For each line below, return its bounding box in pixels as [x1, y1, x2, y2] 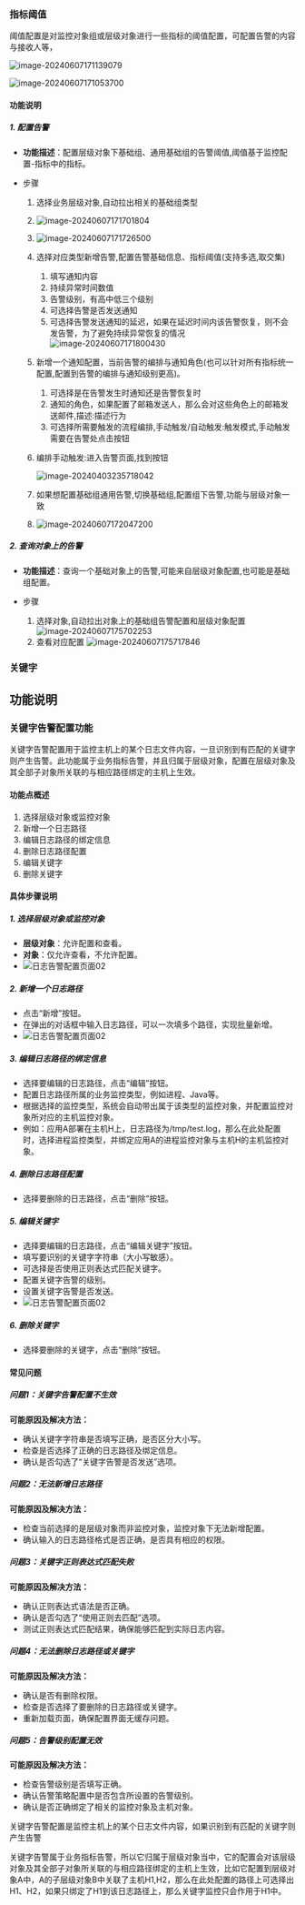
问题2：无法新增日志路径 [9, 1478, 103, 1489]
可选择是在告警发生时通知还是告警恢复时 [49, 387, 202, 398]
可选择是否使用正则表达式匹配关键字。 [22, 1263, 166, 1275]
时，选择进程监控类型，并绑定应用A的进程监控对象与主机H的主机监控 [22, 1134, 281, 1145]
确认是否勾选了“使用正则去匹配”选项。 [22, 1612, 166, 1623]
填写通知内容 [49, 270, 98, 281]
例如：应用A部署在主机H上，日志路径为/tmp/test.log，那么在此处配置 [22, 1124, 281, 1134]
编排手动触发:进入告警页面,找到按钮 [35, 452, 169, 463]
